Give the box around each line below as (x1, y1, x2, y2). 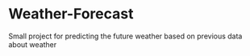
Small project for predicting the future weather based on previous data (8, 31, 243, 41)
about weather (8, 39, 57, 49)
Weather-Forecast (8, 5, 134, 23)
